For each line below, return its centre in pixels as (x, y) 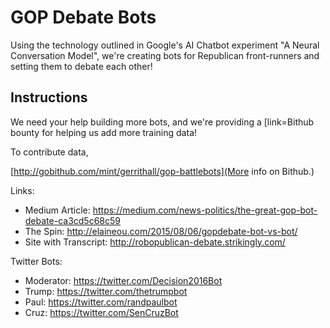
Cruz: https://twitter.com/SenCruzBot (101, 312)
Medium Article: (57, 210)
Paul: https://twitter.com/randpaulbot (101, 302)
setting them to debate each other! (81, 66)
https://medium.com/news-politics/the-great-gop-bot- (205, 210)
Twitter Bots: (36, 261)
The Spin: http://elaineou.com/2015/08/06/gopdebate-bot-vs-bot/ (161, 231)
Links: (22, 190)
